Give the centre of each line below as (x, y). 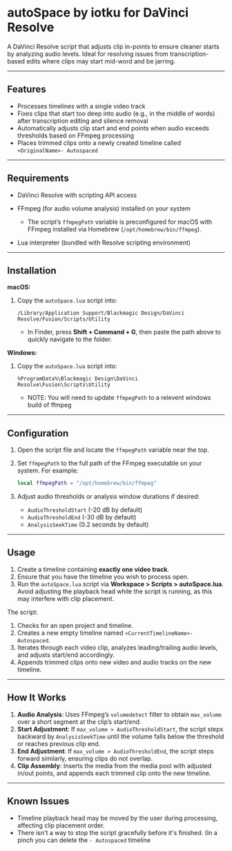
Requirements (38, 179)
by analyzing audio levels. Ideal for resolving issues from (88, 54)
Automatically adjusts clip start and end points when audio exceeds (113, 128)
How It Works (37, 698)
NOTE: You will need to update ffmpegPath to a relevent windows (119, 398)
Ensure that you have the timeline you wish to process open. (103, 576)
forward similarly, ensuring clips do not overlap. (85, 758)
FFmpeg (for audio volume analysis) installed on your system (104, 208)
